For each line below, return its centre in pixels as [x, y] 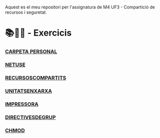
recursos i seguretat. [26, 12]
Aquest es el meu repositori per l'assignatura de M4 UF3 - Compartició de [80, 7]
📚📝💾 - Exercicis [39, 33]
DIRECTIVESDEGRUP [30, 117]
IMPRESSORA [22, 104]
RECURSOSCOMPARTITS [36, 78]
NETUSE [15, 65]
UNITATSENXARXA [29, 91]
